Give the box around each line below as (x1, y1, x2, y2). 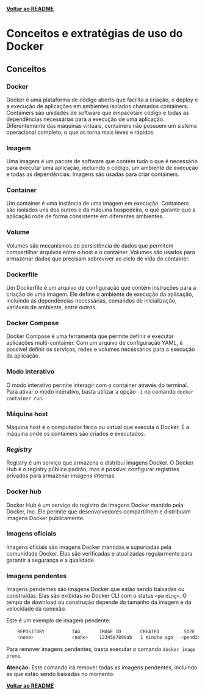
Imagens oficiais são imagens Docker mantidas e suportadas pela (6, 543, 172, 551)
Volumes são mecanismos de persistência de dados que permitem (6, 241, 174, 249)
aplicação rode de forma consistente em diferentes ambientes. (6, 213, 164, 220)
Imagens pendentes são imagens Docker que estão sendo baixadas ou (6, 586, 185, 593)
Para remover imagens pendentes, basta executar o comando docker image (6, 645, 196, 653)
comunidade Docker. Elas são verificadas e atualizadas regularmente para (6, 550, 193, 557)
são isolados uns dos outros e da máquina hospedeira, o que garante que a (6, 206, 196, 213)
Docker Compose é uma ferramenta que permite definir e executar (6, 333, 174, 340)
